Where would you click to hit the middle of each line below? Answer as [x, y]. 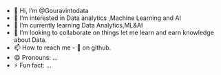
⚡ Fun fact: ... [32, 65]
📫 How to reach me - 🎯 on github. [62, 47]
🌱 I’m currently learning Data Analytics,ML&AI [78, 25]
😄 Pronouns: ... [36, 57]
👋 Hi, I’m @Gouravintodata [51, 11]
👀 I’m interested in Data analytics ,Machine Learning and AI [97, 18]
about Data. [30, 40]
